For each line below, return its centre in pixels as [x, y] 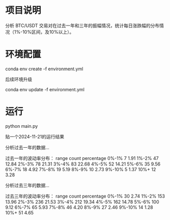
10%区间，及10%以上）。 [48, 32]
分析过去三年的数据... [27, 185]
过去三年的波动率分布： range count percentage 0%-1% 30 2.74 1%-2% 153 [85, 196]
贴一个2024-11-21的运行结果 [35, 136]
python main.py [22, 126]
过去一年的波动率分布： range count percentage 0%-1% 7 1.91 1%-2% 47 [82, 158]
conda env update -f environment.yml [45, 89]
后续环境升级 [19, 79]
